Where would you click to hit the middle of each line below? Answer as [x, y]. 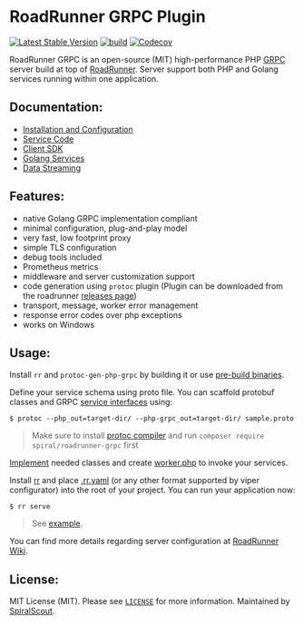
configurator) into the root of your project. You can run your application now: [152, 490]
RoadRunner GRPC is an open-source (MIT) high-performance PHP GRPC [147, 59]
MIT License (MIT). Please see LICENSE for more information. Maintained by [150, 601]
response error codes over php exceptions [103, 314]
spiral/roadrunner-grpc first [85, 445]
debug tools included [62, 257]
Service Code [48, 139]
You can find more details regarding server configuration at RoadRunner [144, 541]
